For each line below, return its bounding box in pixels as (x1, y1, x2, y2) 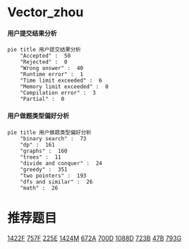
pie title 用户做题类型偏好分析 (7, 128, 92, 136)
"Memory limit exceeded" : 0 (20, 83, 109, 90)
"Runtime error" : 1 (20, 71, 83, 78)
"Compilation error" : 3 (20, 90, 97, 97)
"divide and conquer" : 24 (20, 159, 102, 166)
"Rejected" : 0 (20, 59, 68, 66)
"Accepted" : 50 (20, 52, 71, 60)
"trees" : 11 (20, 153, 61, 161)
